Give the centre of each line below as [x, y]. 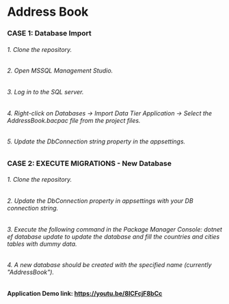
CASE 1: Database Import [50, 33]
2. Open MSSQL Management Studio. [60, 71]
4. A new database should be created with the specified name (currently [109, 265]
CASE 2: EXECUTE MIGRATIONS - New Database [90, 163]
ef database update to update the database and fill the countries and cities [113, 236]
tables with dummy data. [42, 244]
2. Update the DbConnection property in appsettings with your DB [100, 201]
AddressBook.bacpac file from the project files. [74, 120]
